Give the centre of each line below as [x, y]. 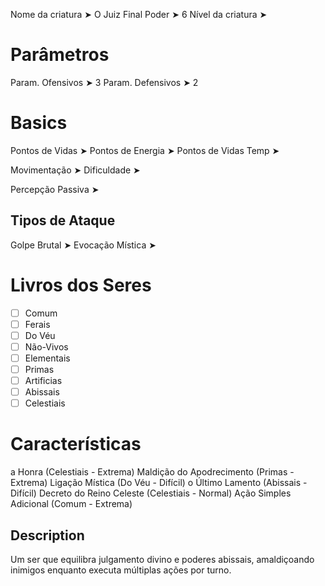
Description [47, 535]
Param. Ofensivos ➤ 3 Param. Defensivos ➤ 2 [104, 82]
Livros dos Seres [81, 285]
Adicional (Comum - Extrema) [71, 504]
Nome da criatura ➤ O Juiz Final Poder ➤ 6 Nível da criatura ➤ [139, 14]
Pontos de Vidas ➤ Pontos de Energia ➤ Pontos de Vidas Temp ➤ [145, 150]
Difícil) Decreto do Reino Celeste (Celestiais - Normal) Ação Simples [151, 493]
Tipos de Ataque [63, 220]
